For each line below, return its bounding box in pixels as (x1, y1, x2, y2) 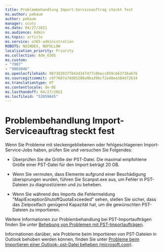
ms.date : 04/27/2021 (5, 26, 48, 30)
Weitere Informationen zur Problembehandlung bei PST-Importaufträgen (5, 217, 152, 223)
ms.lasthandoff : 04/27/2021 (5, 89, 63, 94)
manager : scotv (5, 21, 36, 26)
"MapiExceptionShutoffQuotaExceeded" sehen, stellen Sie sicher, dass (12, 196, 157, 202)
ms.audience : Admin (5, 30, 45, 35)
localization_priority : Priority (5, 48, 74, 53)
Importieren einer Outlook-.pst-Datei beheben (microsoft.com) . (5, 242, 133, 248)
